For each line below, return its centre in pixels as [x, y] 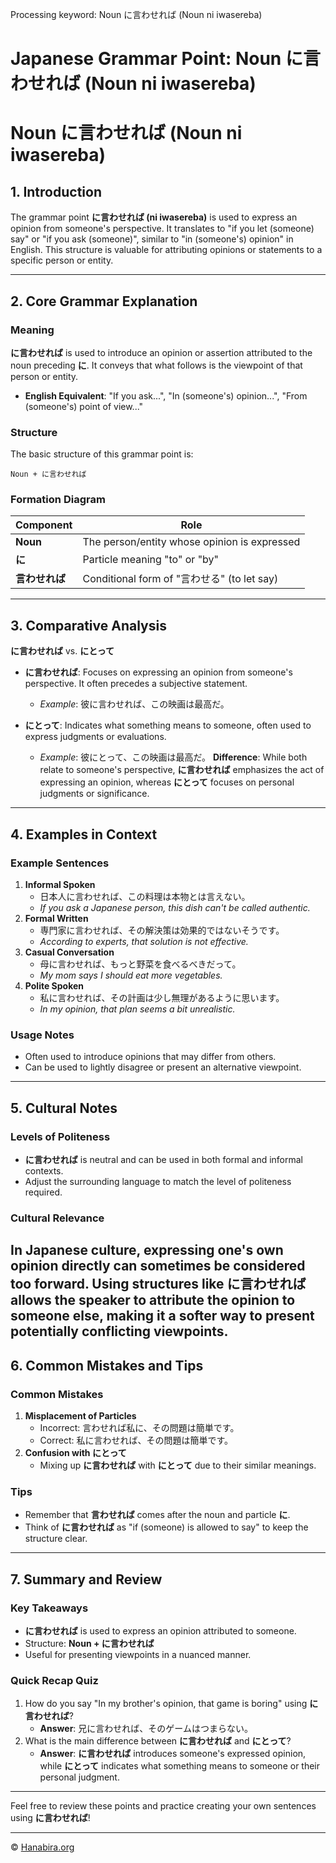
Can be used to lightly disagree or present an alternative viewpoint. [163, 1067]
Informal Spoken [60, 884]
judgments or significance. [94, 794]
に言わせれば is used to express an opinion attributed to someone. [160, 1630]
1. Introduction [56, 191]
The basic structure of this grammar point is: [102, 454]
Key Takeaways [49, 1608]
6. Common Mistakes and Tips [107, 1365]
